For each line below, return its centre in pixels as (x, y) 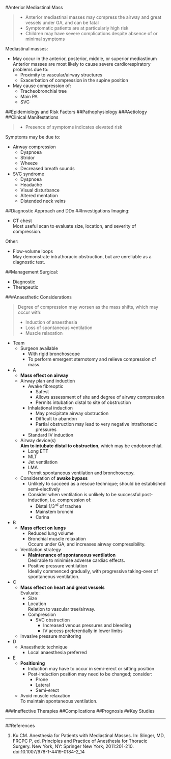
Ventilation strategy (40, 549)
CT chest (22, 221)
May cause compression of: (42, 86)
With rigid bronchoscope (54, 354)
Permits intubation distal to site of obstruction (83, 402)
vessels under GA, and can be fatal (62, 23)
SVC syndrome (28, 174)
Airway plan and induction (48, 381)
